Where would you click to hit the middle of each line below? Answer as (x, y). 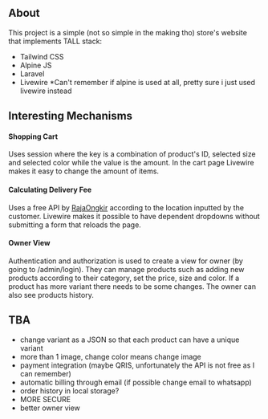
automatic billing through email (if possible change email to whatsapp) (136, 382)
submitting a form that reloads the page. (75, 225)
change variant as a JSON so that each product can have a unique (130, 340)
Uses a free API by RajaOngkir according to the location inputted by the (126, 207)
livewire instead (46, 91)
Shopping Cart (33, 136)
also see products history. (51, 295)
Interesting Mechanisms (71, 116)
